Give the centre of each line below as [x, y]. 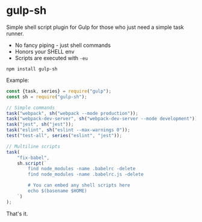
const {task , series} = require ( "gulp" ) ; [59, 91]
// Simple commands [31, 108]
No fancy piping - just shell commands [63, 45]
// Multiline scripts [33, 146]
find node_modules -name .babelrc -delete [82, 169]
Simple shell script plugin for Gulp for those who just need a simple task [95, 27]
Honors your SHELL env [45, 51]
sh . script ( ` [32, 163]
